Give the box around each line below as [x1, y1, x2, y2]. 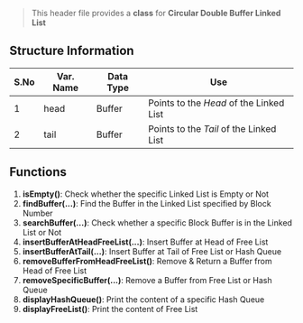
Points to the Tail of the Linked [148, 122, 277, 134]
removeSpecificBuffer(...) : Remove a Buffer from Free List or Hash [22, 274, 272, 285]
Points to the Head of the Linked [148, 97, 285, 109]
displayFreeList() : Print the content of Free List [22, 303, 198, 314]
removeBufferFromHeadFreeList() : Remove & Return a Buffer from [22, 255, 272, 266]
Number [22, 208, 53, 218]
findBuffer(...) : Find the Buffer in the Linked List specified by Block [22, 198, 272, 208]
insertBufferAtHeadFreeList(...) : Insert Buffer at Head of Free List [22, 236, 269, 247]
